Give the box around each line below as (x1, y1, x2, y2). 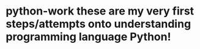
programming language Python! (6, 30, 171, 44)
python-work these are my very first (6, 4, 194, 18)
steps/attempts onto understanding (6, 17, 191, 31)
